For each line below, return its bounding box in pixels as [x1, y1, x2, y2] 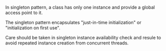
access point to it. [5, 10, 43, 16]
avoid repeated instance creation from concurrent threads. [5, 40, 129, 46]
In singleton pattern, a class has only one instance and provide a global [5, 5, 155, 10]
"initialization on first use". [5, 25, 60, 31]
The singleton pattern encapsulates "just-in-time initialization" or [5, 20, 141, 25]
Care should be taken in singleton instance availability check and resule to [5, 35, 161, 40]
